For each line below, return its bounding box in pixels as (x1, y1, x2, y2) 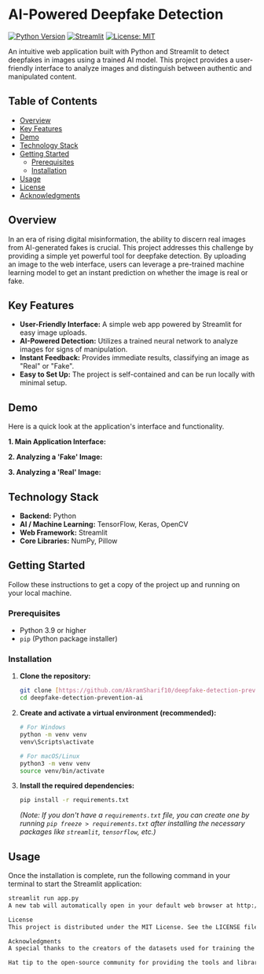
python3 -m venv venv (19, 759, 91, 767)
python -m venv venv (19, 731, 87, 739)
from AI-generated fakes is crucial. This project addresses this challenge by (8, 242, 254, 252)
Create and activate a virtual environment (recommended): (19, 708, 217, 718)
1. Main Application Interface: (8, 437, 106, 447)
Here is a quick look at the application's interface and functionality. (8, 422, 225, 432)
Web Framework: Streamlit (19, 528, 108, 537)
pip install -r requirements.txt (19, 796, 130, 804)
